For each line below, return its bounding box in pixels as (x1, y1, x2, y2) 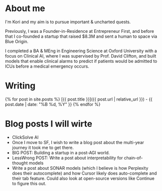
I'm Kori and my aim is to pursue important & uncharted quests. (5, 19, 131, 25)
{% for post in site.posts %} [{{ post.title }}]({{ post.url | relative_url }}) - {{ (5, 96, 153, 102)
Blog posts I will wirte (5, 118, 93, 130)
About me (5, 3, 45, 14)
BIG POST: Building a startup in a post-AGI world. (12, 149, 110, 155)
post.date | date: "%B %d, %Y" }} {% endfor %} (5, 101, 101, 107)
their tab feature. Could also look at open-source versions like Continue (12, 175, 155, 181)
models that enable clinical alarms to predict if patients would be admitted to (5, 58, 158, 64)
